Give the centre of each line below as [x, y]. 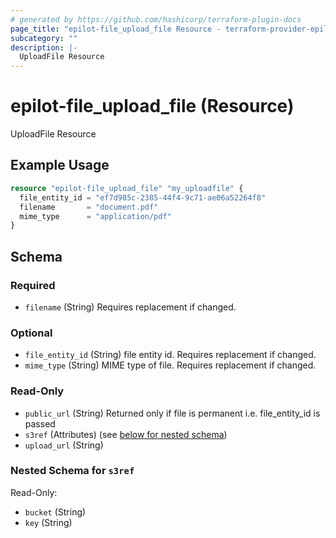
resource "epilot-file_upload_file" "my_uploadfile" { [127, 188]
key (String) [48, 522]
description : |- [44, 47]
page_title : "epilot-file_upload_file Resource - [116, 29]
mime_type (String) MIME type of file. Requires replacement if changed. [170, 365]
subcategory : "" [44, 38]
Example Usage [60, 165]
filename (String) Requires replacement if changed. [130, 307]
